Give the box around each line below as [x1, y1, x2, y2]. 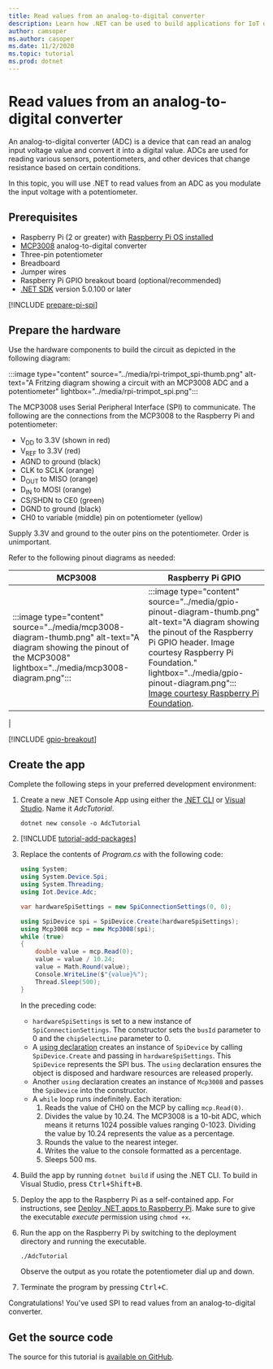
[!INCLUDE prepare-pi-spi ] [8, 300, 98, 309]
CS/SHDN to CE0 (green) [19, 495, 105, 505]
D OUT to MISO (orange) [19, 474, 99, 485]
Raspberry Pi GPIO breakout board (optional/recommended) [19, 275, 222, 285]
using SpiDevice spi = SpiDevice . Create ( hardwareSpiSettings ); [19, 917, 240, 925]
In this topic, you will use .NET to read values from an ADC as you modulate [8, 178, 262, 188]
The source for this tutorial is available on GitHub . [8, 1352, 175, 1362]
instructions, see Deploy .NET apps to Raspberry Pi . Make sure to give [19, 1203, 256, 1213]
